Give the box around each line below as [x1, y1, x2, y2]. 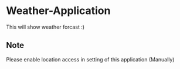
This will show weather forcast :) [6, 23, 85, 30]
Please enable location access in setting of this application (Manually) [6, 56, 175, 63]
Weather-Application [6, 4, 111, 18]
